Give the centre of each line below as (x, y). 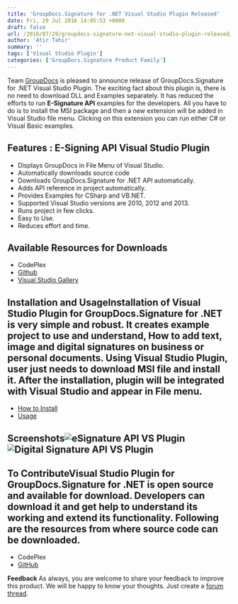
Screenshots (36, 438)
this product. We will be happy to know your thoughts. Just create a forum (115, 586)
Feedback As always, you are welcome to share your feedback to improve (116, 578)
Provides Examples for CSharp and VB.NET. (81, 195)
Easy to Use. (36, 218)
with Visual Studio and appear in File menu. (105, 391)
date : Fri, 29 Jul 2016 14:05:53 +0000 (66, 21)
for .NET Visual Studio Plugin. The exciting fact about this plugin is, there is (117, 88)
